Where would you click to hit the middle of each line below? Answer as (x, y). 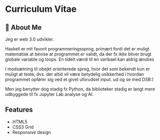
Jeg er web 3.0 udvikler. (30, 39)
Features (19, 110)
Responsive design (32, 132)
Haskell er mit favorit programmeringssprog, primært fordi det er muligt (77, 49)
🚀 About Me (23, 27)
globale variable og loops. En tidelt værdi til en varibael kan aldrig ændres (80, 59)
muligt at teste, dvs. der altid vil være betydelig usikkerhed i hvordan (75, 74)
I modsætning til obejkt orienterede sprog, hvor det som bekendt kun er (78, 69)
